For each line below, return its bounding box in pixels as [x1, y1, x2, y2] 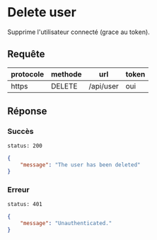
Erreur [7, 185, 30, 195]
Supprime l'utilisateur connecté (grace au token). [7, 28, 150, 36]
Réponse [7, 105, 47, 118]
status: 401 [7, 201, 42, 208]
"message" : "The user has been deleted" [20, 161, 141, 168]
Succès [7, 127, 34, 137]
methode [50, 69, 83, 79]
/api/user [88, 81, 119, 91]
